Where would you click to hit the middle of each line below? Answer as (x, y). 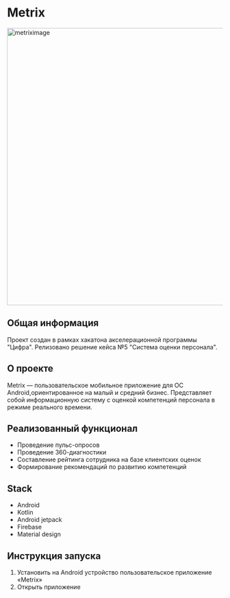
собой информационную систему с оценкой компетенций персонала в (111, 400)
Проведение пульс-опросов (58, 445)
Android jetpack (40, 520)
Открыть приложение (49, 587)
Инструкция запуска (54, 556)
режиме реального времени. (50, 407)
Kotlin (25, 512)
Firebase (29, 527)
